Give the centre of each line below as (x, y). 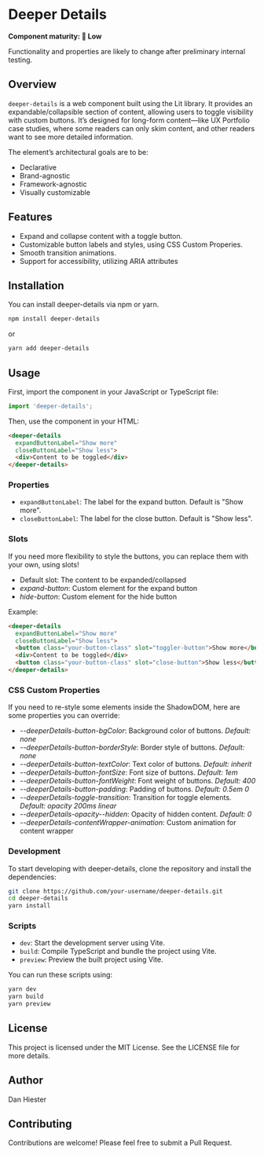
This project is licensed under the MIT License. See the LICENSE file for (124, 1047)
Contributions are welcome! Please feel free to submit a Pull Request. (120, 1143)
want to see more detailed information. (71, 137)
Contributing (40, 1124)
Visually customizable (55, 192)
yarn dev (22, 989)
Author (26, 1081)
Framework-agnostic (53, 184)
